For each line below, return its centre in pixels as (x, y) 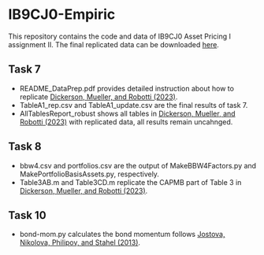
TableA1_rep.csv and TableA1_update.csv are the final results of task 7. (134, 105)
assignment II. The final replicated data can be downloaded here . (113, 44)
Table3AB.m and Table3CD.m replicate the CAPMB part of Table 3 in (130, 182)
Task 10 (27, 215)
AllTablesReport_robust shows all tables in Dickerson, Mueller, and (127, 113)
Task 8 (25, 147)
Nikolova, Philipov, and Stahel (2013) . (80, 242)
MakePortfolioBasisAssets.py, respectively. (89, 174)
